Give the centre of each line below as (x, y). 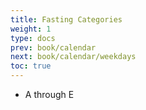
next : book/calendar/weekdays (73, 57)
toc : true (31, 66)
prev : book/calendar (53, 47)
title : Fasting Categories (66, 19)
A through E (49, 94)
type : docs (33, 38)
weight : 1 (31, 29)
